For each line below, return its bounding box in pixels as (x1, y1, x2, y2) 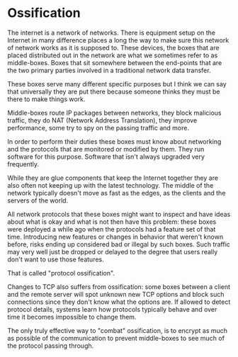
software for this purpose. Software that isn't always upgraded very (7, 152, 205, 161)
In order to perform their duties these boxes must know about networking (7, 137, 222, 146)
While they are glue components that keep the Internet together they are (7, 174, 218, 182)
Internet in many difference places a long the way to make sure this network (7, 35, 229, 44)
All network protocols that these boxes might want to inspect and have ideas (7, 210, 231, 218)
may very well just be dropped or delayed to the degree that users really (7, 247, 218, 256)
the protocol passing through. (7, 341, 94, 350)
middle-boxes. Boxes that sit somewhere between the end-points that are (7, 58, 222, 67)
